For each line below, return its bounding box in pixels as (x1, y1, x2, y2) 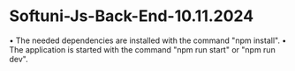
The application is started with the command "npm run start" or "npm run (9, 44, 276, 54)
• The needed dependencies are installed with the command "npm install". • (9, 35, 287, 46)
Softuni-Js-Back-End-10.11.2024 (9, 6, 254, 26)
